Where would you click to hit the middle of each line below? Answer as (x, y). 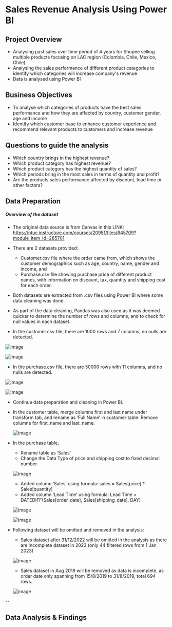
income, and (34, 269)
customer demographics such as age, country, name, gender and (90, 263)
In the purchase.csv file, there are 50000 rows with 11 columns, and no (88, 367)
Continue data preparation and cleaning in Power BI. (68, 402)
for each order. (36, 285)
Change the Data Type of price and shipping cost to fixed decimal (90, 458)
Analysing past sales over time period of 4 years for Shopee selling (84, 52)
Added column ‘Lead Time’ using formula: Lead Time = (79, 495)
